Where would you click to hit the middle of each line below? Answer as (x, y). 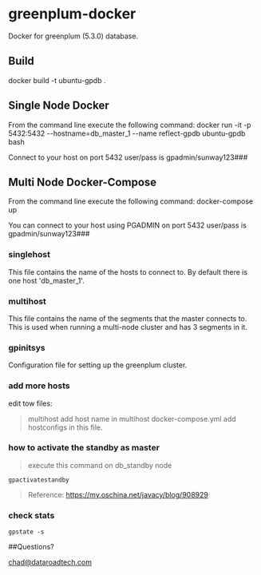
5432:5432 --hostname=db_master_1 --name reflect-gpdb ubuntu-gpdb (127, 133)
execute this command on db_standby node (100, 465)
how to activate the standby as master (84, 448)
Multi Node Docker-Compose (83, 182)
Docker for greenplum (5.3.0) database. (73, 36)
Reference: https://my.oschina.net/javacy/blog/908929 (118, 494)
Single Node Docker (59, 106)
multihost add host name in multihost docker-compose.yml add (132, 418)
